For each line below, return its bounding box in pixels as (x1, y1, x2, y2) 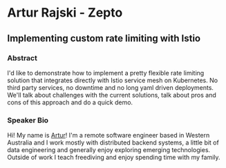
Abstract (7, 53, 38, 63)
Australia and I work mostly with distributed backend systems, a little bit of (7, 138, 219, 147)
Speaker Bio (7, 115, 49, 125)
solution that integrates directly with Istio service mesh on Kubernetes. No (7, 76, 218, 84)
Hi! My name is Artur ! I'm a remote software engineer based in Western (7, 131, 210, 140)
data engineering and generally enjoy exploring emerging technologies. (7, 146, 211, 154)
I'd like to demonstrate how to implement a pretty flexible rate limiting (7, 68, 205, 77)
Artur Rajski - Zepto (7, 5, 123, 21)
